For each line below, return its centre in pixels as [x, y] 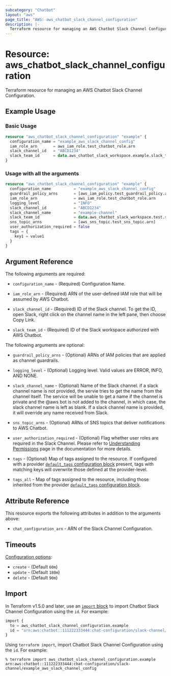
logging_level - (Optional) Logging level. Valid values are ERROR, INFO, [88, 370]
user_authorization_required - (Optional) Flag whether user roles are [85, 438]
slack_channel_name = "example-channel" [63, 212]
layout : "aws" [20, 15]
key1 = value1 [29, 236]
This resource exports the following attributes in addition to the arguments [83, 513]
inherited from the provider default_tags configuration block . [77, 485]
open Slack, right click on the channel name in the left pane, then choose [89, 315]
